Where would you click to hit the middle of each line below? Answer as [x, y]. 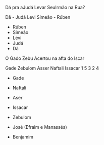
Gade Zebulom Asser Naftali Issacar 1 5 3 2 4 [52, 68]
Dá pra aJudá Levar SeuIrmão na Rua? [45, 7]
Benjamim [23, 137]
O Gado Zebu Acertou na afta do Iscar [45, 58]
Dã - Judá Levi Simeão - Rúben [38, 17]
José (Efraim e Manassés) [40, 127]
